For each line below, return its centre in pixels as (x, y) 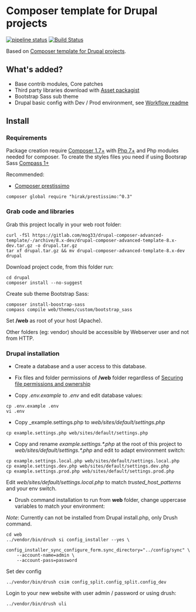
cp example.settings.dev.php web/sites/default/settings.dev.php (87, 467)
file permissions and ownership (53, 384)
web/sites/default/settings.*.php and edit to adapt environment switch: (100, 450)
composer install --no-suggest (44, 283)
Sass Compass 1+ (28, 163)
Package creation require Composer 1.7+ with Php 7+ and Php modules (92, 151)
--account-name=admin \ (46, 555)
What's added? (35, 70)
